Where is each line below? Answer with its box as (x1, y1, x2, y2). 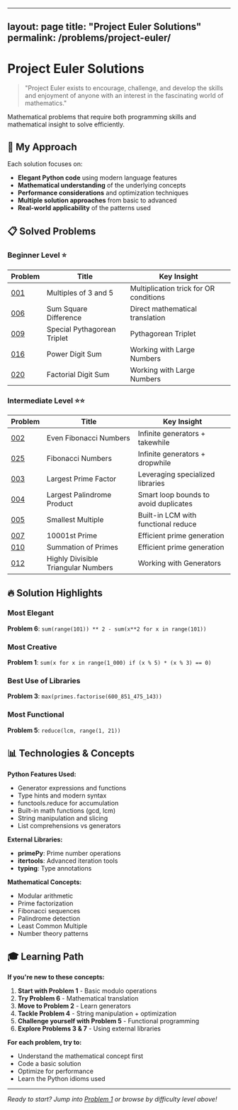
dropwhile (137, 458, 171, 468)
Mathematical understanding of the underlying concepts (17, 181, 186, 190)
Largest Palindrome (46, 490, 112, 500)
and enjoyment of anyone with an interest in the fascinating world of (24, 92, 224, 100)
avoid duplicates (137, 499, 193, 508)
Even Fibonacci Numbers (46, 433, 130, 443)
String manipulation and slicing (17, 814, 108, 822)
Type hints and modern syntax (17, 791, 107, 800)
